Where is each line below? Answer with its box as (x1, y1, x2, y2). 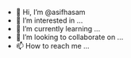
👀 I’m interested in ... (15, 16, 83, 25)
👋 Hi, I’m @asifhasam (15, 8, 86, 16)
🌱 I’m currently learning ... (15, 24, 101, 33)
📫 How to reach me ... (15, 42, 90, 50)
